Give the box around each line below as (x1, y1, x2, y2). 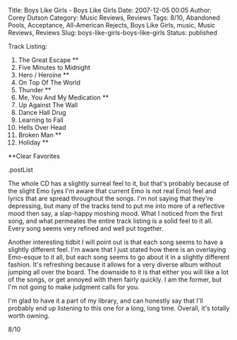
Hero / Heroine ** (18, 71, 70, 79)
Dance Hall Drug (18, 109, 66, 116)
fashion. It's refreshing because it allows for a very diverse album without (8, 260, 221, 269)
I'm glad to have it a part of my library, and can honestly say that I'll (8, 296, 203, 305)
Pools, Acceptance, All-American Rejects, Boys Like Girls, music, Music (8, 21, 216, 29)
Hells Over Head (18, 123, 66, 131)
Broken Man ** (18, 130, 62, 139)
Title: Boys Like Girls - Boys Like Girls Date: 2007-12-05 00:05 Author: (8, 6, 212, 14)
